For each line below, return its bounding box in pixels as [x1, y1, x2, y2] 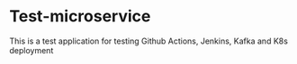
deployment [9, 44, 54, 55]
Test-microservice [9, 6, 151, 27]
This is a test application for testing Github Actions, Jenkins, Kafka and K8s [9, 36, 288, 46]
